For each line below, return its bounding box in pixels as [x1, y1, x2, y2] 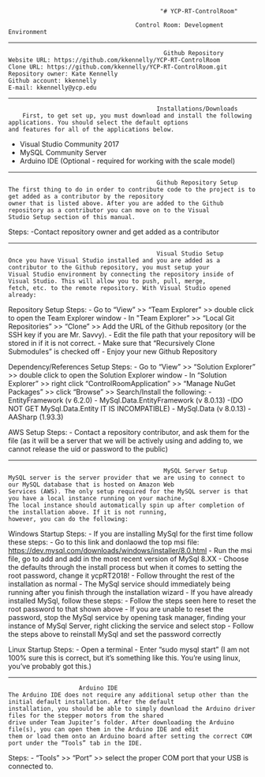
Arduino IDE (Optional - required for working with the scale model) [19, 156, 235, 165]
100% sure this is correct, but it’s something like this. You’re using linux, [8, 653, 241, 662]
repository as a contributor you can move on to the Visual [8, 206, 211, 214]
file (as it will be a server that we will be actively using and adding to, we [8, 436, 243, 445]
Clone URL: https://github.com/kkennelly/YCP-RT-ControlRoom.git [8, 63, 227, 71]
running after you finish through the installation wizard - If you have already [8, 588, 253, 597]
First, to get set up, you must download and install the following [22, 112, 252, 120]
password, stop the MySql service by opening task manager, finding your [8, 613, 246, 622]
